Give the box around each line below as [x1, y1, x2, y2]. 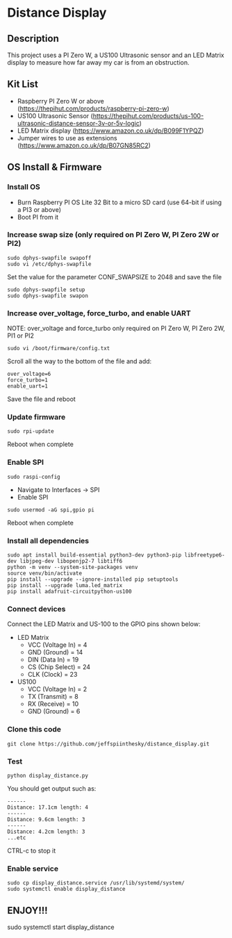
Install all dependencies [7, 536, 89, 545]
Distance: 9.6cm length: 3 [7, 816, 85, 823]
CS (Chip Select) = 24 [27, 663, 91, 671]
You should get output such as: [7, 784, 97, 793]
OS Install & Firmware [7, 161, 102, 173]
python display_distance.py [7, 772, 89, 779]
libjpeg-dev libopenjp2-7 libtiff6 [19, 557, 123, 564]
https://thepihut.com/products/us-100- [92, 111, 204, 120]
